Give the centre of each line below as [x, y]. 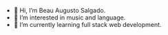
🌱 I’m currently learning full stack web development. [87, 25]
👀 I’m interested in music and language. [70, 17]
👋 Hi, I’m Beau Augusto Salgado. [60, 10]
